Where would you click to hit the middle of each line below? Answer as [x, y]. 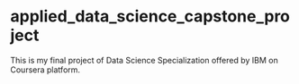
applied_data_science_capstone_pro [150, 17]
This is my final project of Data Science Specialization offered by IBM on [144, 60]
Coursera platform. [45, 70]
